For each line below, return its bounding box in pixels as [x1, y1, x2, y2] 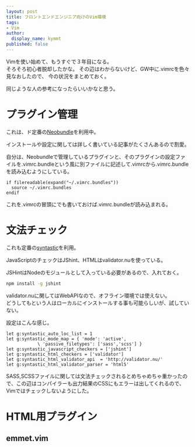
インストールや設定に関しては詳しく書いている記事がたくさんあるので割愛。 [6, 141, 190, 148]
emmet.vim [6, 434, 48, 443]
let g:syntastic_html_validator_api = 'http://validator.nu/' [6, 356, 163, 362]
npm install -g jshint [6, 281, 61, 286]
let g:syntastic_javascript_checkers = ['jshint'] [6, 346, 132, 352]
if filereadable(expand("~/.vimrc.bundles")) [6, 179, 119, 185]
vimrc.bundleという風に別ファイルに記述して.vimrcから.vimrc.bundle [23, 161, 189, 168]
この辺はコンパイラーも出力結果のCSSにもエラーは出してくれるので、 [16, 380, 185, 387]
